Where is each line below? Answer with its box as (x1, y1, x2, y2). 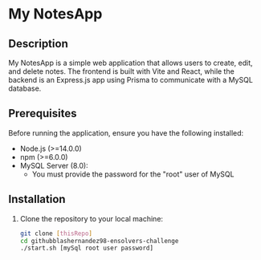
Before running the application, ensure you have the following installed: (8, 128, 244, 137)
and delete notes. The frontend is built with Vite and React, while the (8, 67, 234, 76)
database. (8, 83, 42, 93)
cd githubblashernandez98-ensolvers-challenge (19, 237, 179, 245)
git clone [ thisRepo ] (19, 230, 93, 238)
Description (8, 37, 68, 51)
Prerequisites (8, 107, 77, 120)
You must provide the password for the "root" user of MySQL (31, 169, 234, 179)
